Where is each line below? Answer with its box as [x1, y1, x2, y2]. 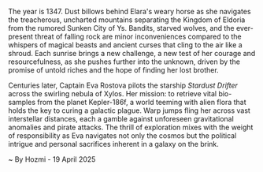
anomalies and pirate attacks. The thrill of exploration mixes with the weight [8, 122, 254, 132]
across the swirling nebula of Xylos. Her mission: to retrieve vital [8, 89, 217, 98]
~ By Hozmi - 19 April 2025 [8, 155, 96, 164]
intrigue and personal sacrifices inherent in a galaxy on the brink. [8, 140, 219, 148]
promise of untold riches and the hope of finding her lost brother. [8, 65, 219, 74]
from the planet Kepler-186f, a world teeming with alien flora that [36, 98, 246, 107]
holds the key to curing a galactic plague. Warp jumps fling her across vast [8, 106, 250, 115]
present [8, 32, 34, 41]
